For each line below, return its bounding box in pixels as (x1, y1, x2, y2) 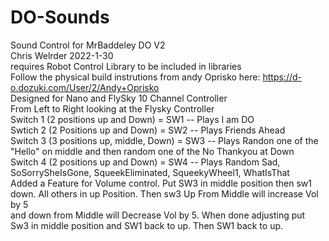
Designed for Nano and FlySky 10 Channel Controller (10, 92, 228, 104)
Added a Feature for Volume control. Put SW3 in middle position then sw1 (10, 177, 313, 189)
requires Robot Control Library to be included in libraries (10, 60, 242, 72)
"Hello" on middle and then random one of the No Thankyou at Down (10, 145, 295, 157)
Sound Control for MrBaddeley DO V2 (10, 39, 166, 51)
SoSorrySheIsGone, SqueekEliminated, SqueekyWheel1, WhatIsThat (10, 166, 290, 178)
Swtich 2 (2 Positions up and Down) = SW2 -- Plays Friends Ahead (10, 124, 286, 136)
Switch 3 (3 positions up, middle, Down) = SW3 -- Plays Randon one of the (10, 134, 319, 146)
